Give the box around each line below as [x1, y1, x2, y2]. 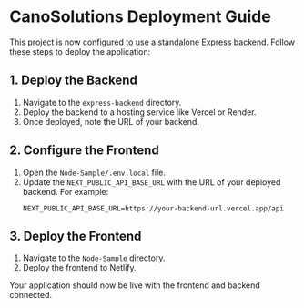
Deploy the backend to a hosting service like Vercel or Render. [22, 107, 257, 118]
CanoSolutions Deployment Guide [9, 6, 271, 27]
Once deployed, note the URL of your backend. [22, 116, 200, 127]
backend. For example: [22, 186, 109, 197]
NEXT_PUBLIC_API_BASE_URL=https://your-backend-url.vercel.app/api [22, 203, 284, 213]
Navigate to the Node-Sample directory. [22, 252, 166, 263]
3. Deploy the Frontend [9, 228, 142, 243]
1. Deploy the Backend [9, 73, 138, 88]
